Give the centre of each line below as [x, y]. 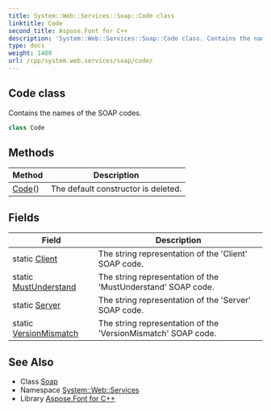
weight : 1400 [30, 53]
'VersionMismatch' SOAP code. [157, 334]
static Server [37, 305]
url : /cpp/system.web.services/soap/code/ [81, 61]
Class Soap [39, 381]
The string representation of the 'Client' [173, 254]
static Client [35, 259]
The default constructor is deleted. [117, 189]
